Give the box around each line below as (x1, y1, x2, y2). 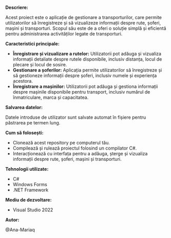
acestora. (12, 78, 33, 84)
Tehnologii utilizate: (5, 166, 49, 172)
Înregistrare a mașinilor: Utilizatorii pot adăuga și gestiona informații (12, 83, 158, 89)
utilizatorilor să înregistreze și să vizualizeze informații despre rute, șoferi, (5, 20, 161, 26)
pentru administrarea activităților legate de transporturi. (5, 31, 123, 36)
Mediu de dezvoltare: (5, 197, 52, 203)
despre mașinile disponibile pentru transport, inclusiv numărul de (12, 89, 150, 95)
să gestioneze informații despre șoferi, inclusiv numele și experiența (12, 72, 157, 79)
